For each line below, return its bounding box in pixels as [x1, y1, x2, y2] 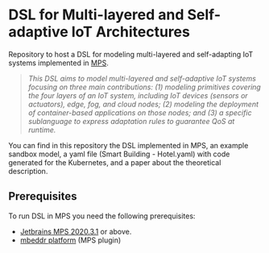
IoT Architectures [71, 23, 191, 41]
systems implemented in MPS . [8, 58, 109, 68]
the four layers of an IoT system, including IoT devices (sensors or [27, 90, 248, 100]
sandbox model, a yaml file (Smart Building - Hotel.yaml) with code [8, 149, 230, 159]
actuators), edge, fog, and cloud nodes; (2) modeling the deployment [27, 99, 259, 109]
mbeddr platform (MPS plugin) [19, 235, 122, 245]
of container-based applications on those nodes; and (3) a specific [27, 107, 252, 118]
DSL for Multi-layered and [8, 6, 184, 24]
